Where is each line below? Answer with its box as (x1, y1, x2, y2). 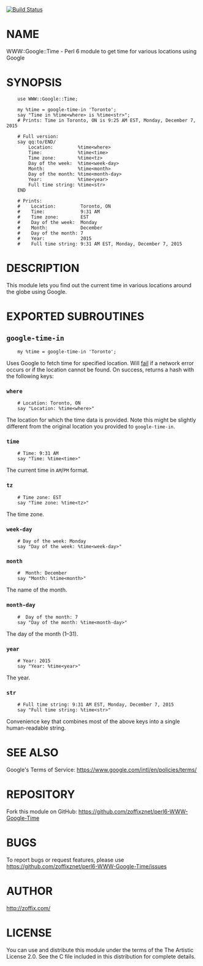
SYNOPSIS (6, 75, 63, 90)
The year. (6, 674, 31, 681)
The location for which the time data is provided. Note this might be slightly (6, 416, 196, 423)
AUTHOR (6, 884, 53, 898)
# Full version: (17, 133, 59, 139)
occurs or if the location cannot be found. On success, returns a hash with (6, 366, 194, 373)
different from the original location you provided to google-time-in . (6, 423, 175, 430)
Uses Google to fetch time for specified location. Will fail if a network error (6, 359, 194, 366)
